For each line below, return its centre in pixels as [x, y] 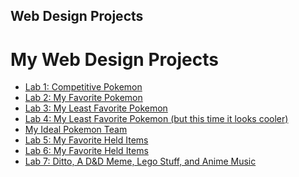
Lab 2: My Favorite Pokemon [83, 98]
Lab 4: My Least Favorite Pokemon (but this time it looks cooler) [156, 119]
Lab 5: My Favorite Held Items [86, 140]
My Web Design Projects [114, 59]
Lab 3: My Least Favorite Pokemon [96, 108]
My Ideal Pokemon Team [76, 130]
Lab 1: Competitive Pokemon [83, 87]
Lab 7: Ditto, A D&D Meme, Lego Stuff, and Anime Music [140, 161]
